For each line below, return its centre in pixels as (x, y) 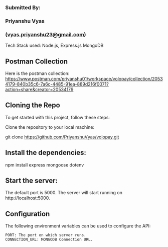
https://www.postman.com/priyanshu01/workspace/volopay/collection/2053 (84, 78)
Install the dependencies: (46, 153)
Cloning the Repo (33, 105)
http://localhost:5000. (28, 198)
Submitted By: (23, 8)
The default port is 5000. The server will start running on (64, 193)
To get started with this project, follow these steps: (58, 117)
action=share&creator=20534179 (39, 89)
